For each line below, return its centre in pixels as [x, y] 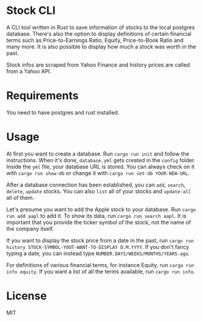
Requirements [42, 96]
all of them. [20, 197]
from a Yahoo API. [29, 71]
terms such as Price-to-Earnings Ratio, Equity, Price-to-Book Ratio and [95, 40]
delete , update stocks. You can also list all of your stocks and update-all [99, 191]
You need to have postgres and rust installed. [63, 112]
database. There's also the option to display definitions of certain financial [99, 33]
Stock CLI [31, 11]
